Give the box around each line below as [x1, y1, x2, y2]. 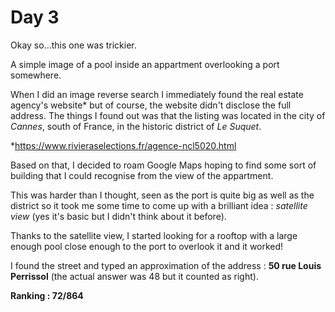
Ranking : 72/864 [10, 289, 84, 301]
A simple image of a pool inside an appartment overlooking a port [10, 58, 280, 70]
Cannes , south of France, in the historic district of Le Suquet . [10, 120, 262, 132]
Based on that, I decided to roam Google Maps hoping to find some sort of [10, 159, 317, 171]
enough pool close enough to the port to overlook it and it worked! [10, 240, 284, 252]
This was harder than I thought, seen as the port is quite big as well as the [10, 189, 315, 201]
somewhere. [10, 69, 62, 81]
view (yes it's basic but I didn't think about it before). [10, 210, 227, 222]
